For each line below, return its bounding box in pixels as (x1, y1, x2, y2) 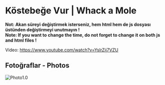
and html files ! (5, 37, 37, 43)
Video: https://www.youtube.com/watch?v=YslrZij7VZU (5, 47, 118, 53)
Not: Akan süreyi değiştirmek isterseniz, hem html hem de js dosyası (5, 21, 151, 27)
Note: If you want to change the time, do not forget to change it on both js (5, 32, 160, 38)
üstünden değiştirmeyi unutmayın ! (5, 26, 80, 32)
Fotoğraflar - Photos (5, 61, 69, 70)
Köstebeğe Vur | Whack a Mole (5, 5, 136, 16)
